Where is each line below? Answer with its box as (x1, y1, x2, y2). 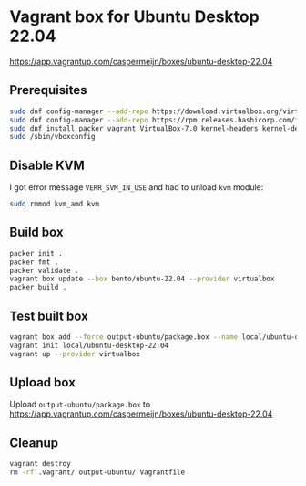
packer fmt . (9, 258, 59, 267)
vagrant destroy (9, 460, 71, 469)
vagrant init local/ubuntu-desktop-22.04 (9, 341, 169, 350)
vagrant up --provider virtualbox (9, 349, 141, 358)
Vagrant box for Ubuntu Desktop (9, 6, 260, 27)
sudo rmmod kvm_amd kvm (9, 199, 100, 209)
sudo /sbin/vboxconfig (9, 132, 96, 142)
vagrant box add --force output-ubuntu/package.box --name (9, 332, 239, 342)
